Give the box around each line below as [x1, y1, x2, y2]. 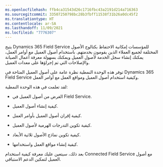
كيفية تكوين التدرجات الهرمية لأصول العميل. [12, 122, 92, 128]
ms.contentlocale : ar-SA [5, 21, 56, 26]
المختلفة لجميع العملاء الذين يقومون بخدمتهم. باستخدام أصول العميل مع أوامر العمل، [5, 49, 159, 55]
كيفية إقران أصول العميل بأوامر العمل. [12, 113, 82, 119]
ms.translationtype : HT [5, 16, 54, 21]
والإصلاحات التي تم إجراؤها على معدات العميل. [5, 60, 90, 65]
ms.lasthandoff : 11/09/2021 [5, 26, 63, 31]
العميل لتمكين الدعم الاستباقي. [5, 156, 61, 162]
